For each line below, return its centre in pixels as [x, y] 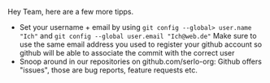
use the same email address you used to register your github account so [140, 44]
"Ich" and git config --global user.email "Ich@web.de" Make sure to [138, 36]
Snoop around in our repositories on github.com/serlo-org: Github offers [140, 61]
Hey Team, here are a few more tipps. [71, 12]
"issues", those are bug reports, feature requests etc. [109, 70]
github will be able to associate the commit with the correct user [127, 53]
